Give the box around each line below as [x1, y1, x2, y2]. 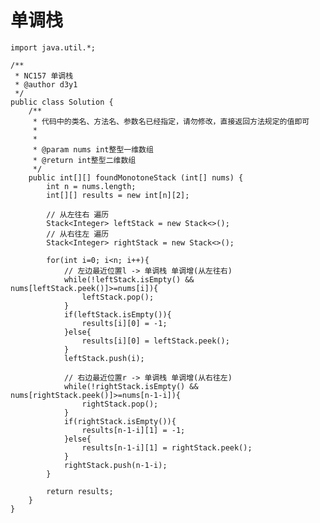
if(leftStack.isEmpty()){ [63, 309, 172, 320]
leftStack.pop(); [81, 292, 155, 302]
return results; [46, 486, 114, 496]
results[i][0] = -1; [81, 318, 168, 328]
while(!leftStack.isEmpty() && [63, 274, 195, 285]
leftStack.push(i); [63, 353, 145, 363]
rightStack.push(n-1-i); [63, 460, 168, 470]
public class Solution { [10, 97, 114, 107]
